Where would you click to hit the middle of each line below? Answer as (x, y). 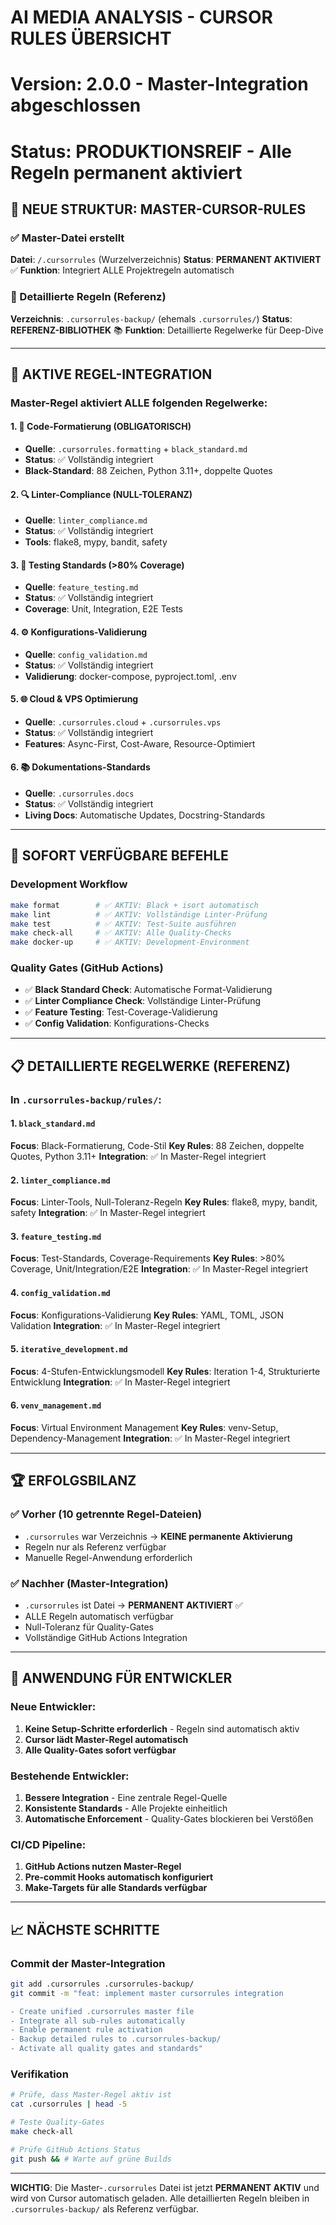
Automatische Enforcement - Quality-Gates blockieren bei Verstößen (169, 1818)
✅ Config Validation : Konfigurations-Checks (117, 1023)
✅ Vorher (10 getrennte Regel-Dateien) (106, 1514)
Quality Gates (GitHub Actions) (87, 968)
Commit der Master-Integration (88, 1963)
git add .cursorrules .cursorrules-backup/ (102, 1984)
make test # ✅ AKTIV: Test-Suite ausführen (123, 924)
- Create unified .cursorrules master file (102, 2011)
